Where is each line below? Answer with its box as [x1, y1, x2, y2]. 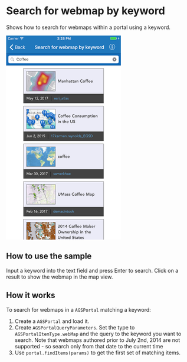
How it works [6, 290, 55, 300]
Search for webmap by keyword [6, 4, 165, 18]
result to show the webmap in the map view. [6, 273, 113, 280]
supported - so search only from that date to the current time [14, 342, 163, 350]
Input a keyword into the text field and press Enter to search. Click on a [6, 267, 179, 274]
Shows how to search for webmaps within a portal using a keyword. [6, 24, 171, 31]
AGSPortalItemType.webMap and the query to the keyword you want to [14, 330, 182, 337]
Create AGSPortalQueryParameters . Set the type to [14, 324, 135, 331]
